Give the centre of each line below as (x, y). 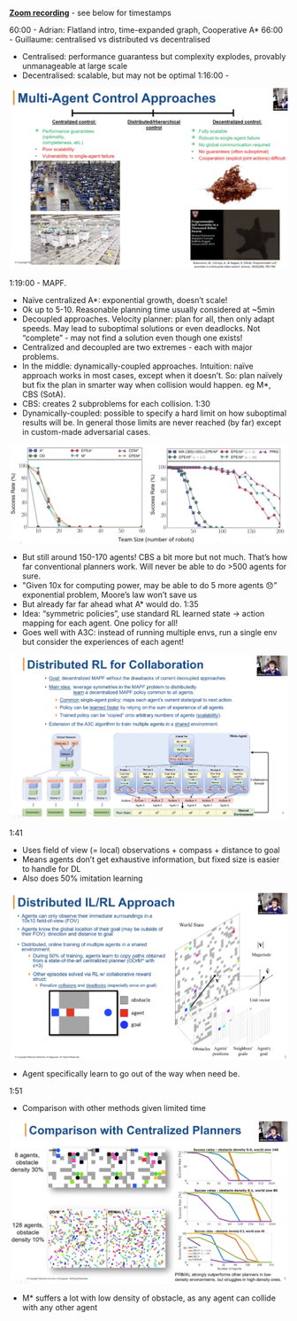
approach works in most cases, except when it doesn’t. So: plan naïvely (152, 376)
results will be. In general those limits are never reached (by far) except (151, 423)
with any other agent (60, 1308)
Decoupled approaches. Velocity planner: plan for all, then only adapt (148, 319)
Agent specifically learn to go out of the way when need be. (131, 1074)
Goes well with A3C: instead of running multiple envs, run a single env (149, 632)
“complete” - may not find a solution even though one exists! (132, 338)
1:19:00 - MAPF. (38, 284)
